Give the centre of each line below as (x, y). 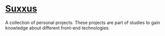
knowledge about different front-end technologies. (57, 27)
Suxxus (21, 9)
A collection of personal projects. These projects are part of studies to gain (83, 22)
